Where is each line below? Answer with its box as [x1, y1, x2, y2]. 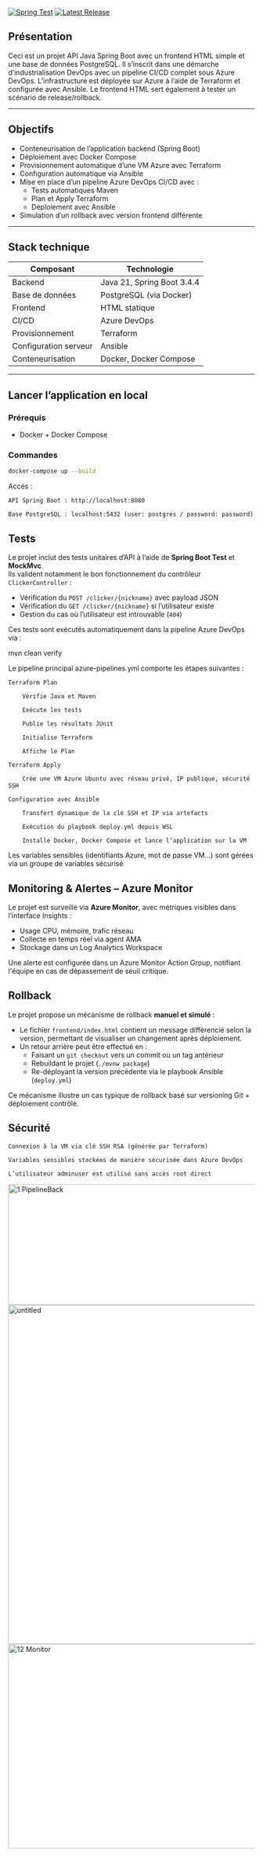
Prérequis [8, 412, 46, 423]
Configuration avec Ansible [8, 795, 100, 804]
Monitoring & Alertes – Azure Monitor [8, 882, 193, 895]
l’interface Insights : [8, 911, 72, 920]
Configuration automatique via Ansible [19, 169, 143, 178]
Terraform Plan [8, 679, 58, 687]
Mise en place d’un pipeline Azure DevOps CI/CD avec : [19, 177, 200, 186]
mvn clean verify [8, 649, 63, 658]
